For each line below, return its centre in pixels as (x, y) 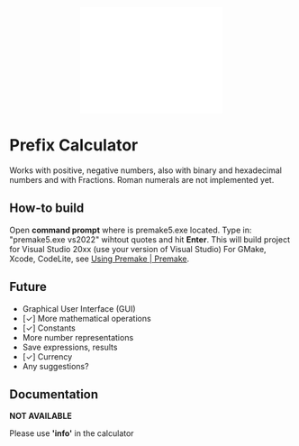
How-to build (47, 209)
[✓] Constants (49, 328)
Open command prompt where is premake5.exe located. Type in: (131, 230)
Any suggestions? (55, 366)
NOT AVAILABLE (41, 416)
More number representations (78, 337)
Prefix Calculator (74, 146)
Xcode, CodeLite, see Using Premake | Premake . (100, 259)
